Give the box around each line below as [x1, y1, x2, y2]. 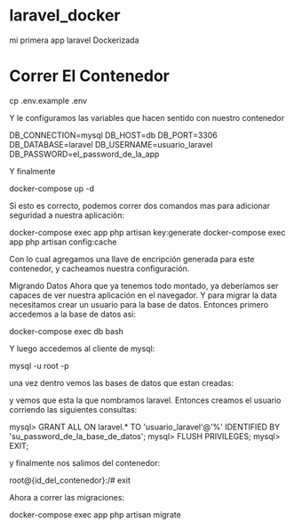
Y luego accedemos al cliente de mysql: [9, 343, 155, 354]
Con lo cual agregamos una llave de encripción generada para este [9, 253, 255, 264]
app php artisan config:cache [9, 236, 117, 247]
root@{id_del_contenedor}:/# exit [9, 475, 131, 485]
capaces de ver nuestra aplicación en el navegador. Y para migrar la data [9, 290, 277, 301]
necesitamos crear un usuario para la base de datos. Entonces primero [9, 299, 269, 309]
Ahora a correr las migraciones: [9, 492, 125, 502]
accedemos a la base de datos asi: [9, 309, 136, 319]
